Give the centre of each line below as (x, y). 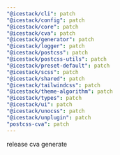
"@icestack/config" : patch (46, 20)
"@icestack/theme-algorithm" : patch (60, 91)
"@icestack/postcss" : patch (47, 53)
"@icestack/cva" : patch (41, 33)
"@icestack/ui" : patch (39, 105)
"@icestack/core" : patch (43, 27)
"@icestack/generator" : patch (51, 40)
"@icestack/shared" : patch (46, 79)
